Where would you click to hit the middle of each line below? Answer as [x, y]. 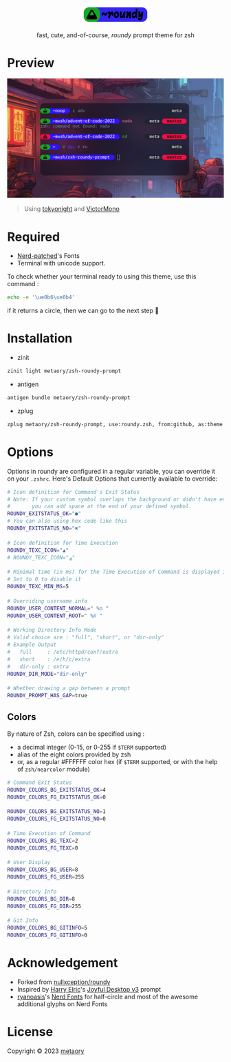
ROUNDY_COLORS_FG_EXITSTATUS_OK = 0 [57, 797]
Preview [31, 62]
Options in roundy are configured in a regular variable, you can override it [111, 471]
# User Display [29, 863]
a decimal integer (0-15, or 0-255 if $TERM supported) [92, 747]
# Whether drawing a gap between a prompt [69, 688]
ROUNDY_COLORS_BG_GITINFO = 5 [47, 928]
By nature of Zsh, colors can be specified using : [76, 734]
